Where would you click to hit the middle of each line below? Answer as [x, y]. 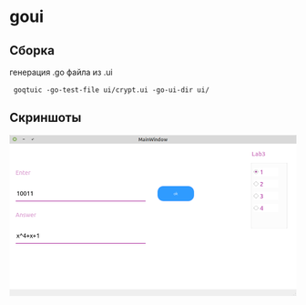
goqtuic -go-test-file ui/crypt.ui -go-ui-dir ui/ [111, 90]
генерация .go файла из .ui [61, 72]
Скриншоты [46, 118]
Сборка [32, 51]
